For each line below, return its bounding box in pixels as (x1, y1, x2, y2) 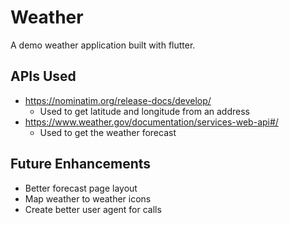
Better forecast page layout (24, 182, 138, 194)
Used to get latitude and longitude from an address (39, 105, 250, 117)
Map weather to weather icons (24, 192, 152, 205)
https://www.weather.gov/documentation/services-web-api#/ (24, 116, 279, 128)
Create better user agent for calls (24, 203, 162, 215)
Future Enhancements (10, 156, 152, 173)
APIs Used (10, 68, 77, 85)
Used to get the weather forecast (39, 126, 177, 138)
